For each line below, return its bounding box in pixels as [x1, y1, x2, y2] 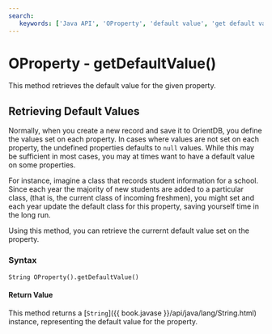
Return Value [8, 290, 53, 300]
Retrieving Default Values [8, 104, 140, 118]
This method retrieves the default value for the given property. [8, 81, 216, 91]
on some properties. [8, 160, 76, 170]
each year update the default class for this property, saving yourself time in [8, 201, 259, 211]
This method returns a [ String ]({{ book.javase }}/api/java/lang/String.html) [8, 308, 257, 318]
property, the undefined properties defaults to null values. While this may [8, 143, 255, 153]
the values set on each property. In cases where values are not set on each [8, 134, 260, 144]
